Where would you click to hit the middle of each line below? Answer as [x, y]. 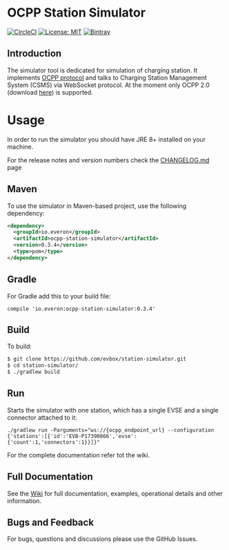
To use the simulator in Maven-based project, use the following [97, 206]
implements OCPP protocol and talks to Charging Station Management [107, 77]
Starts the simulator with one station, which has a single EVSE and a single [113, 410]
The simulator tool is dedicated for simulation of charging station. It [102, 70]
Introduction [34, 54]
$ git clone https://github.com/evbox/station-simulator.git [97, 359]
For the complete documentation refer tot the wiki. [79, 455]
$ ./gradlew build [33, 372]
